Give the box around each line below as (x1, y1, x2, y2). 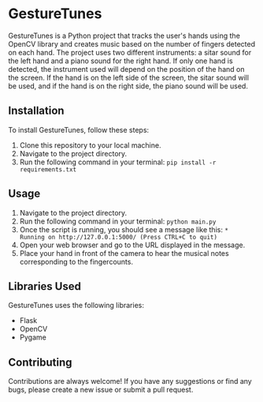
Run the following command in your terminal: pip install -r (19, 157, 217, 167)
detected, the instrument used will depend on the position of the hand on (8, 64, 245, 73)
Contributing (8, 355, 72, 369)
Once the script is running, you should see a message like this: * (19, 224, 228, 234)
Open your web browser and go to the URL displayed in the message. (19, 240, 246, 250)
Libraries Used (8, 280, 81, 293)
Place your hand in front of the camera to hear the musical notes (19, 248, 230, 257)
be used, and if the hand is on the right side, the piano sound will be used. (8, 81, 248, 91)
